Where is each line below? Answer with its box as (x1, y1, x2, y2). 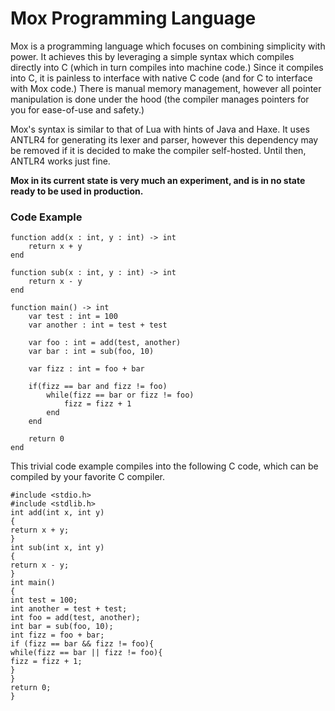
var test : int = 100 (28, 312, 118, 322)
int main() (10, 578, 56, 588)
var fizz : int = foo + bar (28, 364, 145, 374)
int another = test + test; (10, 604, 128, 614)
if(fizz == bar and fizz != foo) (28, 382, 168, 392)
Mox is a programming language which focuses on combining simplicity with (10, 40, 326, 52)
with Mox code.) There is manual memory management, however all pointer (10, 82, 322, 94)
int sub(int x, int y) (10, 543, 105, 553)
